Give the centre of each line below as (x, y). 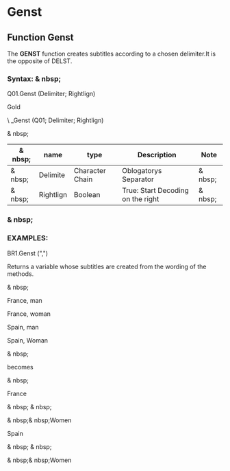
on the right (141, 199)
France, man (25, 300)
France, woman (29, 314)
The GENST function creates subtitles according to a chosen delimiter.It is (112, 54)
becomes (20, 367)
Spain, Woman (28, 340)
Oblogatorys (142, 171)
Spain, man (23, 327)
